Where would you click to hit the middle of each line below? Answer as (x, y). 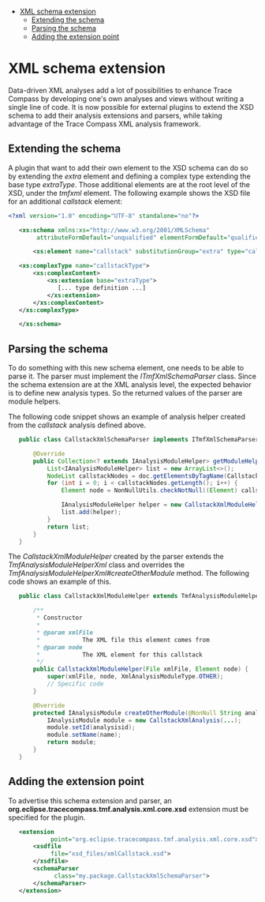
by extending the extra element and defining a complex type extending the (129, 176)
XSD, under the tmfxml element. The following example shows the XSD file (129, 193)
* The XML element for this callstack (119, 655)
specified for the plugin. (47, 817)
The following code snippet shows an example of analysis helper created (127, 417)
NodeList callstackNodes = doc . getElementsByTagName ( (137, 476)
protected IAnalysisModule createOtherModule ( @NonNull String (137, 713)
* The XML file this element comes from (123, 640)
